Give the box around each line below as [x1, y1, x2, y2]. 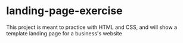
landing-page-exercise [6, 4, 123, 18]
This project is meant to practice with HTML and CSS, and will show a [6, 24, 178, 31]
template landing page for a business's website [6, 29, 122, 37]
